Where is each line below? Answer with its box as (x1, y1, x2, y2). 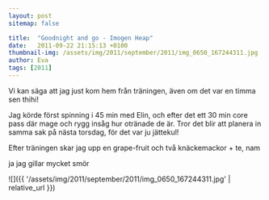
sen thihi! (8, 94, 39, 104)
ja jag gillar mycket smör (8, 158, 90, 168)
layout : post (8, 11, 53, 20)
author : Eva (8, 56, 48, 65)
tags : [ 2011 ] (8, 64, 53, 73)
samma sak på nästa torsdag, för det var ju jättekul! (8, 127, 179, 137)
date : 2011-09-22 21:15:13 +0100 (8, 41, 128, 49)
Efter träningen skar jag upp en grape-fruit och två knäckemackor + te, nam (8, 143, 261, 152)
